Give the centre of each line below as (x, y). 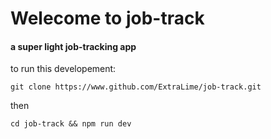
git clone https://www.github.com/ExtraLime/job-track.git (136, 87)
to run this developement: (63, 69)
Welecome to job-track (107, 18)
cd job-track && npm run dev (71, 124)
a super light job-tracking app (73, 46)
